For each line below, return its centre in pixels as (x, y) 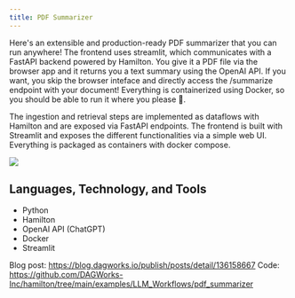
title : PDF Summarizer (51, 17)
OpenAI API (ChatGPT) (64, 229)
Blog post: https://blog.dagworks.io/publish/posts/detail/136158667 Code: (144, 265)
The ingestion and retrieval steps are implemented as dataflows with (134, 116)
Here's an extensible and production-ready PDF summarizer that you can (143, 43)
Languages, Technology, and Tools (108, 189)
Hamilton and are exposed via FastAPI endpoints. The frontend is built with (146, 126)
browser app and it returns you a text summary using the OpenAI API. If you (148, 71)
